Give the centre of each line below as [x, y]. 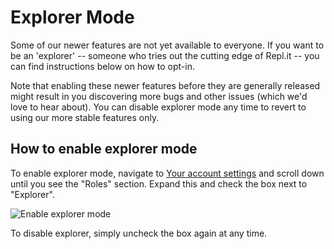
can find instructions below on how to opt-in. [102, 66]
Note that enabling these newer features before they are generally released [165, 85]
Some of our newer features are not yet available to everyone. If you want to [167, 45]
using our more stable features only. [85, 117]
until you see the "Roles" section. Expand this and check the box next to [159, 183]
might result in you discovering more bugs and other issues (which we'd [159, 96]
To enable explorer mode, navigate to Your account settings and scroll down [167, 173]
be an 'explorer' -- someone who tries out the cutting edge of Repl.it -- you [165, 55]
